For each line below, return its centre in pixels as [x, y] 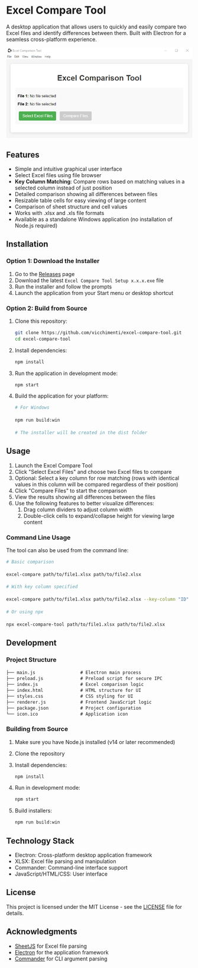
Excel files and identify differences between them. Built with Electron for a [96, 33]
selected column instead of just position [63, 188]
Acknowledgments [42, 932]
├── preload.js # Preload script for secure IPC [84, 679]
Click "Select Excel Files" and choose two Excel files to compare [93, 472]
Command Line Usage [38, 537]
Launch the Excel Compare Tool [53, 465]
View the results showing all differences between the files [85, 497]
